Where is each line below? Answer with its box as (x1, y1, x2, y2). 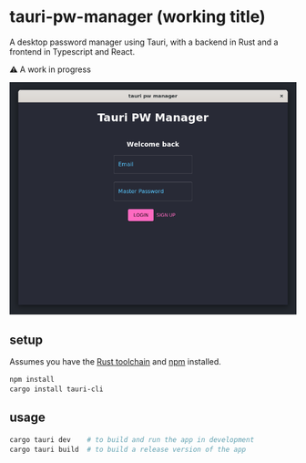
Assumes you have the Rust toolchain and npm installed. (9, 356, 221, 367)
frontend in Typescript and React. (9, 46, 136, 57)
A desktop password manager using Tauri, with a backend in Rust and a (9, 36, 279, 47)
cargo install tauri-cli (9, 385, 104, 394)
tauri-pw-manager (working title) (9, 6, 266, 27)
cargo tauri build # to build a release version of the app (9, 445, 247, 454)
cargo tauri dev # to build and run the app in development (9, 435, 255, 444)
